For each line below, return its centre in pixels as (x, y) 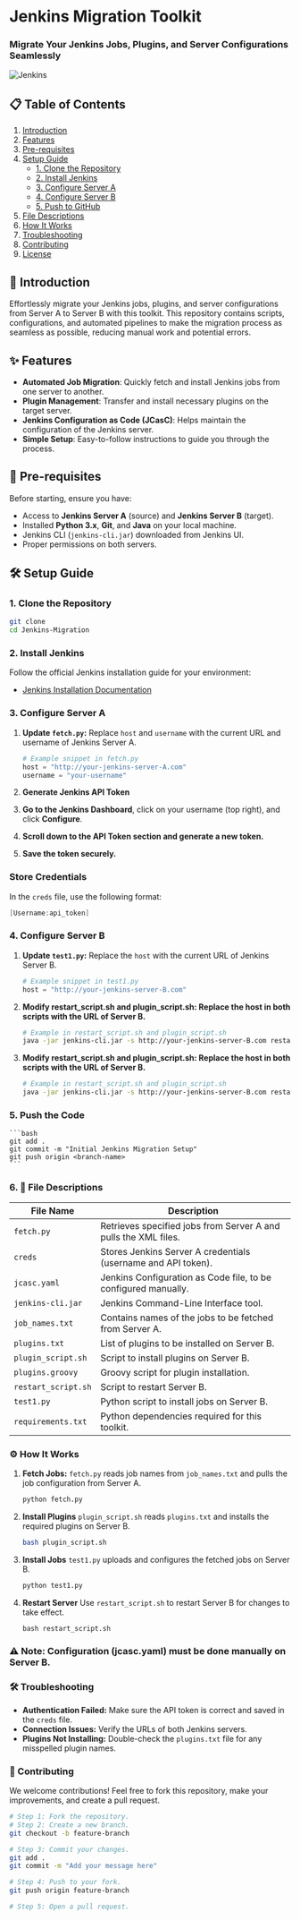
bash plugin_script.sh (64, 1542)
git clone (28, 622)
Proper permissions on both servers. (90, 544)
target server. (47, 410)
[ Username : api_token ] (50, 913)
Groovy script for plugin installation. (175, 1372)
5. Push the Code (47, 1115)
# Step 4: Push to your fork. (66, 1882)
